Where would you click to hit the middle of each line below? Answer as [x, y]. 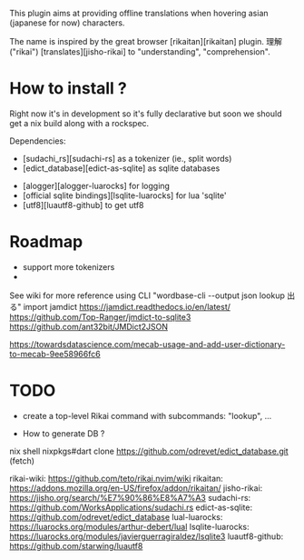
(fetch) [22, 460]
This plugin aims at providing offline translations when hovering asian [139, 13]
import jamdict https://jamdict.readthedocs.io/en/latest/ [127, 306]
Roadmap [46, 242]
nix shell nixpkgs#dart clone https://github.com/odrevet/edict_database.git [149, 451]
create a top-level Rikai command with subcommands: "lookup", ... [147, 415]
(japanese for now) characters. [67, 23]
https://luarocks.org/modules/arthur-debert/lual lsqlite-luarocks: [129, 526]
